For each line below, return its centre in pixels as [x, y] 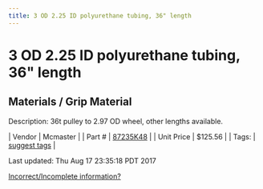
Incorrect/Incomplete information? [65, 176]
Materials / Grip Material [70, 102]
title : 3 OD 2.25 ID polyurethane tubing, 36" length [100, 16]
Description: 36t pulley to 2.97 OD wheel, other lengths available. [115, 121]
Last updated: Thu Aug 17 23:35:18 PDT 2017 [82, 160]
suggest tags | [32, 145]
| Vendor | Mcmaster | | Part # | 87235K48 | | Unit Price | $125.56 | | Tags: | [132, 136]
